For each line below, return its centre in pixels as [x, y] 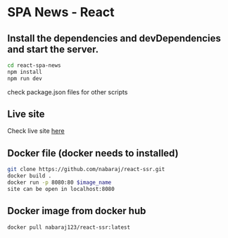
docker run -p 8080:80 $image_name [59, 182]
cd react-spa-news [34, 65]
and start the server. [53, 49]
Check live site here [36, 131]
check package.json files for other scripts [68, 92]
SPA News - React [61, 12]
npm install [25, 72]
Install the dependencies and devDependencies [114, 38]
